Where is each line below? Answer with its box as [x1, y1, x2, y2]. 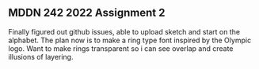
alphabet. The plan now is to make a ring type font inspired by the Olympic [8, 35, 252, 45]
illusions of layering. [8, 52, 74, 61]
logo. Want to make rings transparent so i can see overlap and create [8, 43, 234, 53]
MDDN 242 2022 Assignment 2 [8, 6, 166, 20]
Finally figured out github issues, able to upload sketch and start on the [8, 27, 240, 36]
